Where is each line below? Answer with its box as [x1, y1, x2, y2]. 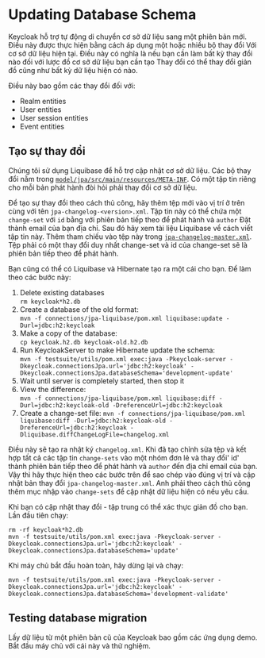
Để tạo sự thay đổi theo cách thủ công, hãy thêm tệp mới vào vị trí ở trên [8, 198, 245, 207]
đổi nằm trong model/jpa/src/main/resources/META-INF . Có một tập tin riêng [8, 174, 256, 183]
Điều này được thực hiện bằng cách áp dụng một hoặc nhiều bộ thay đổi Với [8, 40, 257, 49]
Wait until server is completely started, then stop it [19, 375, 185, 386]
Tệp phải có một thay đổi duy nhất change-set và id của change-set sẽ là [8, 240, 248, 249]
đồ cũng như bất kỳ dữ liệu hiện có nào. [8, 65, 138, 75]
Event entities [19, 121, 65, 131]
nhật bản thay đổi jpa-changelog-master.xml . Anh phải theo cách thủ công [8, 478, 252, 487]
